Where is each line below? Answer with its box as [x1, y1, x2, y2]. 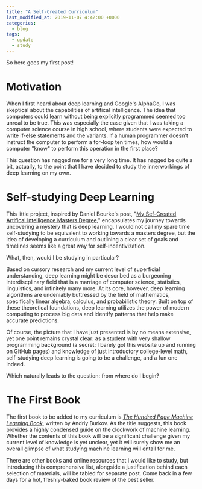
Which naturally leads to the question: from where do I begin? [6, 372, 160, 379]
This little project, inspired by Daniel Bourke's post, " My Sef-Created [6, 210, 177, 217]
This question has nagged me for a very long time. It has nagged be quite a [6, 156, 193, 163]
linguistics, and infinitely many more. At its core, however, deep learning [6, 284, 185, 292]
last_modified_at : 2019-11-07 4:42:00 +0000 [6, 14, 120, 20]
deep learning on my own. [6, 169, 71, 176]
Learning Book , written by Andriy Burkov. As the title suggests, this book [6, 419, 187, 426]
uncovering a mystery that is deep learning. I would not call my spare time [6, 223, 190, 230]
